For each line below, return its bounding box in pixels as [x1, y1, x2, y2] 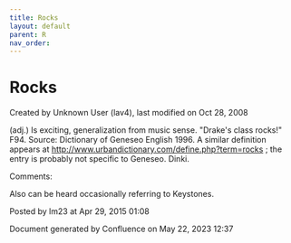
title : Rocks [9, 13, 59, 23]
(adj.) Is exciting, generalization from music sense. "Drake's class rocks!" [9, 125, 283, 136]
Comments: [9, 171, 53, 182]
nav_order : [9, 38, 51, 48]
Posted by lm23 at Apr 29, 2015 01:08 [9, 206, 150, 217]
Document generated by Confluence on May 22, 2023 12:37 [9, 223, 234, 235]
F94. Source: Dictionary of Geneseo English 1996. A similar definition [9, 135, 267, 145]
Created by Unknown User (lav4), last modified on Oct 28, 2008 [9, 107, 248, 118]
